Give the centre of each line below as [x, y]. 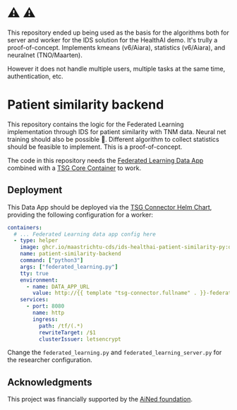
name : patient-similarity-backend [71, 254]
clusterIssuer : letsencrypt [80, 339]
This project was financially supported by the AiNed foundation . [100, 399]
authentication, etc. [35, 76]
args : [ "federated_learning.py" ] [69, 267]
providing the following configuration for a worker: [80, 215]
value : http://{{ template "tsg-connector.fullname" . [115, 293]
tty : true [35, 273]
